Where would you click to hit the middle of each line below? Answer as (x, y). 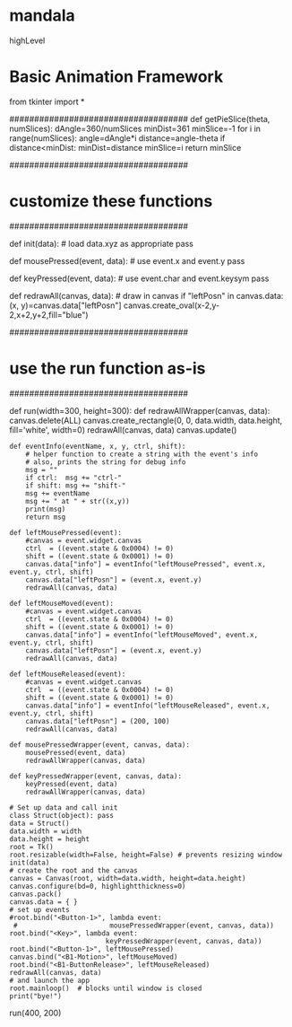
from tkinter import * (47, 101)
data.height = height (50, 839)
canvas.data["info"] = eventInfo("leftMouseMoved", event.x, (142, 635)
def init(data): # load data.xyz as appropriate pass (102, 243)
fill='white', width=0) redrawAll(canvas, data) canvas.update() (123, 430)
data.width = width (46, 831)
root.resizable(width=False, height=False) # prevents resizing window (146, 855)
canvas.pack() (36, 894)
